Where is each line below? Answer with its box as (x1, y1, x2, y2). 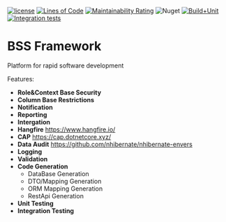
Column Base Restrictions (17, 95, 95, 104)
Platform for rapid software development (7, 61, 124, 70)
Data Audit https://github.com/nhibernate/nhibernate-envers (17, 140, 193, 148)
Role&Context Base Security (17, 88, 102, 97)
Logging (17, 147, 43, 156)
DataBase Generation (27, 169, 89, 177)
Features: (7, 74, 35, 83)
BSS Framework (7, 38, 102, 54)
